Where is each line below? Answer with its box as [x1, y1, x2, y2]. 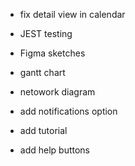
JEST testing [19, 28, 73, 39]
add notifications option [19, 105, 118, 117]
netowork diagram [19, 86, 96, 98]
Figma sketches [19, 47, 86, 59]
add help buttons [19, 144, 91, 156]
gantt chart [19, 67, 66, 78]
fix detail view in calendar [19, 9, 126, 20]
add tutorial [19, 125, 68, 136]
